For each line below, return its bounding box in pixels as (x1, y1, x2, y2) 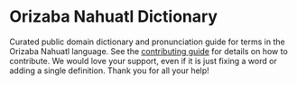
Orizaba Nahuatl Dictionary (9, 6, 218, 27)
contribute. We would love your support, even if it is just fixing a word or (9, 55, 277, 66)
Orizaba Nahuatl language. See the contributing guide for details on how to (9, 45, 289, 56)
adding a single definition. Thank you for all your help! (9, 65, 209, 76)
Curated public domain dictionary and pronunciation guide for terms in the (9, 36, 286, 47)
